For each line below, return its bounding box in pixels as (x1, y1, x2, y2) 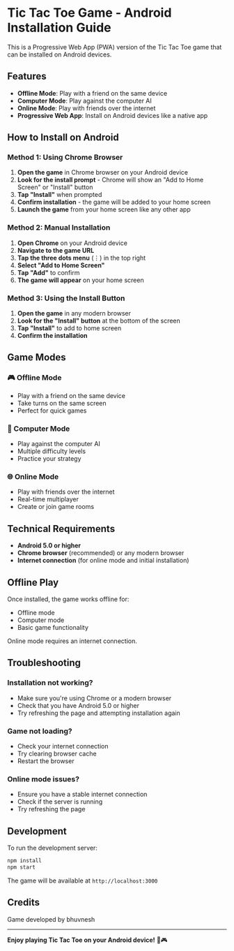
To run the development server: (7, 843, 97, 853)
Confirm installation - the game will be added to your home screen (17, 198, 211, 207)
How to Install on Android (7, 131, 120, 144)
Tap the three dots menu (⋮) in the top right (17, 253, 146, 262)
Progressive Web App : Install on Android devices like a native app (17, 111, 208, 119)
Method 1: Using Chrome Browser (7, 152, 123, 162)
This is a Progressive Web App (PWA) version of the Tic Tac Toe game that (7, 43, 222, 51)
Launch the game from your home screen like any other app (17, 205, 192, 214)
